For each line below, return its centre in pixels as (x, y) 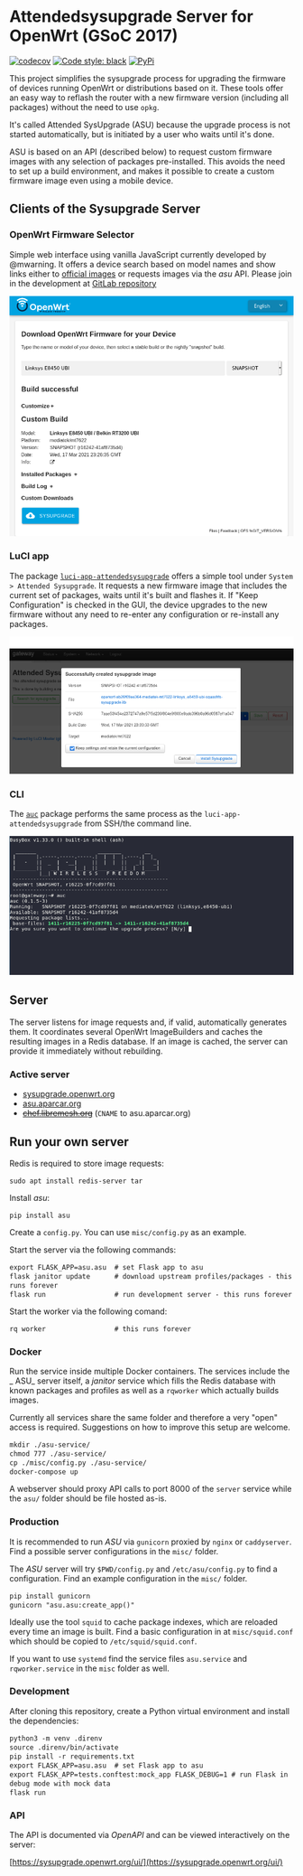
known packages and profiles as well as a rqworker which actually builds (144, 1391)
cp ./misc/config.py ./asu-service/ (78, 1463)
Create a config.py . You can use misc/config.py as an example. (128, 1232)
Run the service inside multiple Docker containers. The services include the (150, 1372)
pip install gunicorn (50, 1596)
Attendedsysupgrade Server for (132, 17)
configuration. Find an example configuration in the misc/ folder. (129, 1578)
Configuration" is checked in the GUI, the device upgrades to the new (138, 605)
